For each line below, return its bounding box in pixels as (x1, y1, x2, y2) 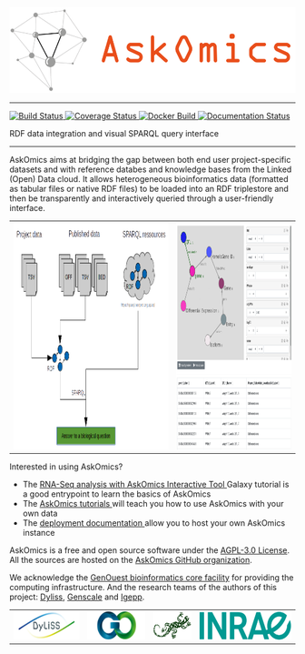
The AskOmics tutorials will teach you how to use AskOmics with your (22, 498, 284, 509)
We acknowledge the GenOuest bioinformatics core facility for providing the (9, 572, 294, 583)
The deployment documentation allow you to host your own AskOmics (22, 518, 286, 528)
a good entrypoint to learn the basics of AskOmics (22, 488, 212, 499)
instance (22, 528, 55, 538)
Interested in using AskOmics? (9, 461, 123, 472)
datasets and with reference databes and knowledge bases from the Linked (9, 164, 292, 175)
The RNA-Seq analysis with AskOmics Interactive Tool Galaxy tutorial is (22, 479, 290, 490)
